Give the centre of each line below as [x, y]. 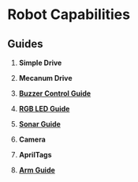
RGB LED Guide [44, 109]
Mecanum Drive [45, 78]
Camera [32, 139]
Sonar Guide [39, 124]
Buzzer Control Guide [55, 93]
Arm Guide [37, 170]
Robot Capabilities [69, 15]
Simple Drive [40, 63]
